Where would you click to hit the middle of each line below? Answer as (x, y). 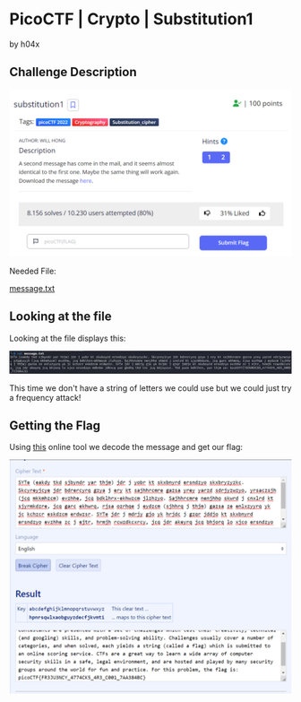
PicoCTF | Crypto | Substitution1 (131, 19)
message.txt (32, 288)
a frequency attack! (45, 397)
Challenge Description (73, 72)
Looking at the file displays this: (68, 338)
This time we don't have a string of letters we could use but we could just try (150, 388)
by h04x (25, 44)
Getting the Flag (55, 426)
